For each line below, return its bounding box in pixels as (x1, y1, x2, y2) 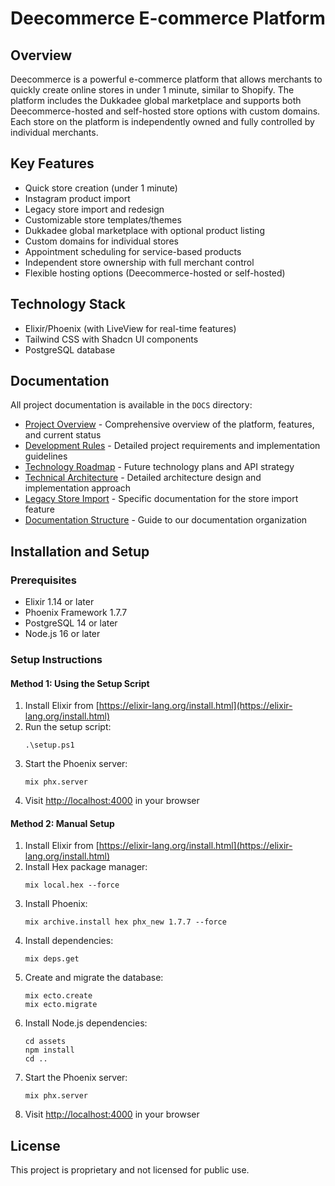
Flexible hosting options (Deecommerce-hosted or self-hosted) (24, 267, 286, 279)
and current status (24, 429, 102, 441)
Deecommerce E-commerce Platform (10, 7, 326, 30)
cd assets (24, 1037, 67, 1047)
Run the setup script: (24, 721, 112, 733)
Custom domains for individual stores (24, 235, 179, 247)
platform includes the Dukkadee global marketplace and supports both (10, 95, 302, 106)
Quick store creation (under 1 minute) (24, 182, 178, 194)
